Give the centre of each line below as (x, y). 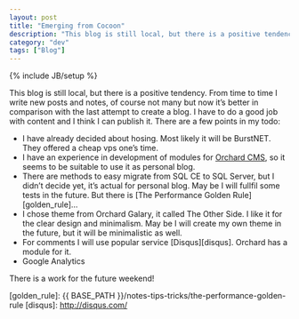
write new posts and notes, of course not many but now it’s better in (134, 102)
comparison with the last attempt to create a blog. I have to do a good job (144, 112)
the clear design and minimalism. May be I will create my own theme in (152, 224)
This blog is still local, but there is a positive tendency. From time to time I (143, 93)
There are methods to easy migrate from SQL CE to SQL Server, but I (148, 176)
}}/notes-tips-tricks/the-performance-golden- (202, 296)
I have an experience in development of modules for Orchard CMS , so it (154, 157)
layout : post (33, 17)
